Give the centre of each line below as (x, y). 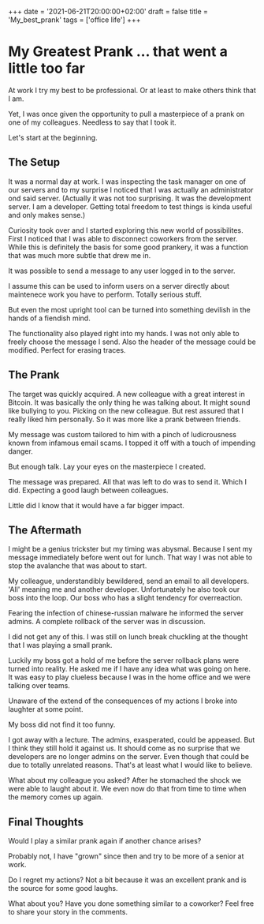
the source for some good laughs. (63, 888)
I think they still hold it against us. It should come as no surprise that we (124, 748)
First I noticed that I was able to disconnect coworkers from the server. (123, 238)
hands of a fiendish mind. (49, 318)
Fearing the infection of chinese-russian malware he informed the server (126, 613)
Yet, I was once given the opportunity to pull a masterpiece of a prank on (126, 114)
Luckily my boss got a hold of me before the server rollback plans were (124, 660)
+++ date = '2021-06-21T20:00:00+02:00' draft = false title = (108, 11)
